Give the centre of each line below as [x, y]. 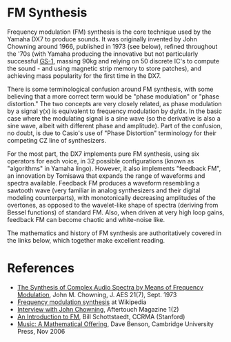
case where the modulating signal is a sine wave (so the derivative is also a [114, 118]
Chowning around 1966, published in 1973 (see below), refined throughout [112, 46]
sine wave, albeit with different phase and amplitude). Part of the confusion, [115, 125]
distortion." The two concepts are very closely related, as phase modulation [114, 103]
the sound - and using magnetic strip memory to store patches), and [104, 68]
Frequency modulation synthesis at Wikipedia [82, 302]
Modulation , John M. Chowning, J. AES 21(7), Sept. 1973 [97, 294]
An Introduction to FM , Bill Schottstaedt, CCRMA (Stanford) [101, 316]
